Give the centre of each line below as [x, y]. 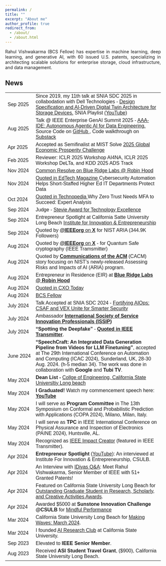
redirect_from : [21, 28]
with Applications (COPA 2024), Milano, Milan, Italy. [91, 414]
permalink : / [19, 10]
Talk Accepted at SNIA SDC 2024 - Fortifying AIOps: [92, 303]
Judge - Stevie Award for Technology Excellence [88, 210]
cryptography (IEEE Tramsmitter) [71, 248]
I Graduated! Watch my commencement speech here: [95, 390]
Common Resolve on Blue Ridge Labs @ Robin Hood [94, 170]
